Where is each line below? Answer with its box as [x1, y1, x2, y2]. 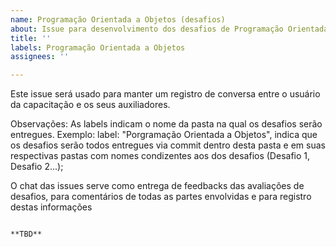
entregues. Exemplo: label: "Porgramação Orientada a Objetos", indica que [10, 129, 318, 141]
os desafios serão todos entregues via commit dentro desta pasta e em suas [10, 139, 326, 151]
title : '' [10, 33, 52, 43]
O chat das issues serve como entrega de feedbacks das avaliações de [10, 180, 305, 192]
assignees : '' [10, 52, 70, 62]
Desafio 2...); [10, 161, 64, 173]
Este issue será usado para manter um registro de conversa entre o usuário [10, 88, 321, 100]
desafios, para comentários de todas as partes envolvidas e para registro [10, 191, 312, 203]
